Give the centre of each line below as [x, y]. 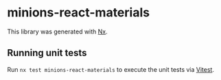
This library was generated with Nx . [57, 31]
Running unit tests [47, 53]
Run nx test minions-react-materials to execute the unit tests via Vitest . [111, 69]
